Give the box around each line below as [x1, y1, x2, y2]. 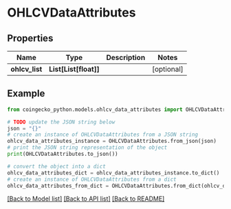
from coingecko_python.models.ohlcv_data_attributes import [7, 106, 184, 113]
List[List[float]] [49, 64, 100, 74]
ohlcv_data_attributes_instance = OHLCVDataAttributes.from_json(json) [7, 138, 217, 145]
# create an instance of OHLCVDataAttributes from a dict [7, 176, 177, 183]
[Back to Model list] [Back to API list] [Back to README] [7, 195, 165, 203]
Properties [7, 32, 54, 44]
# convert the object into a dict [7, 163, 107, 170]
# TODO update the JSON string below [7, 119, 115, 126]
